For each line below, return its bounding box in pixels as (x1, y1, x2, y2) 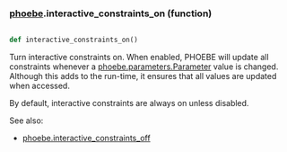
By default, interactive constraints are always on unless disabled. (9, 98, 249, 109)
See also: (9, 115, 44, 126)
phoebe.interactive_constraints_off (22, 133, 151, 144)
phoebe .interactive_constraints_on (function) (9, 7, 213, 20)
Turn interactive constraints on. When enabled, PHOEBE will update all (9, 52, 269, 63)
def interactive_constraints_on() (9, 35, 139, 45)
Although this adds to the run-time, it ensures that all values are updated (9, 71, 277, 82)
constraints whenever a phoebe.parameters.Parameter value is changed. (9, 61, 279, 72)
